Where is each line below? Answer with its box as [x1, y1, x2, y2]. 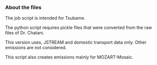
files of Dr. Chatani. [5, 30, 45, 36]
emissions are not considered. [5, 45, 67, 51]
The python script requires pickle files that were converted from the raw [5, 25, 153, 31]
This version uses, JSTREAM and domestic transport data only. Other [5, 39, 147, 45]
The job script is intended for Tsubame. [5, 15, 86, 21]
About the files [5, 4, 42, 11]
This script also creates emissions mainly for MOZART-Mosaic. [5, 54, 134, 60]
